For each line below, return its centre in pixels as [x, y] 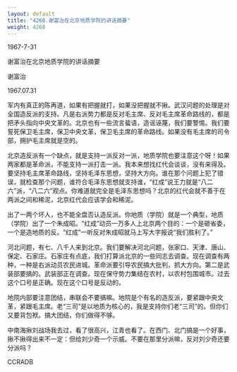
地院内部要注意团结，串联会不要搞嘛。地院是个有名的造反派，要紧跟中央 [112, 298]
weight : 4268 [26, 27]
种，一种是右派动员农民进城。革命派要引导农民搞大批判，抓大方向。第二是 [115, 265]
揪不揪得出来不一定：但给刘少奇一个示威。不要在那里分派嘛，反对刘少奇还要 [119, 339]
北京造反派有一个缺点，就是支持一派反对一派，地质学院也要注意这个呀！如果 [119, 155]
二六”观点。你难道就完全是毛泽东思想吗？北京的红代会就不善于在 [132, 191]
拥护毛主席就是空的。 [50, 140]
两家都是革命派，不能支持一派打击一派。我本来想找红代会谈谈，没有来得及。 [119, 164]
